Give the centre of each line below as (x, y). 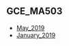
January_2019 (36, 35)
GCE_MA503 (34, 11)
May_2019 (30, 27)
